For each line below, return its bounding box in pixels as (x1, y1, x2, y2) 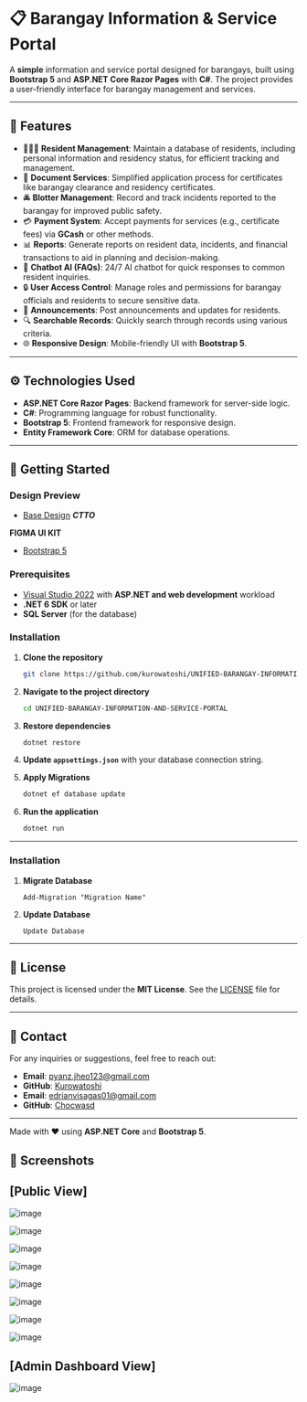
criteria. (22, 327, 52, 339)
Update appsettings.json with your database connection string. (22, 754, 264, 765)
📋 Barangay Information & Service (9, 8, 277, 29)
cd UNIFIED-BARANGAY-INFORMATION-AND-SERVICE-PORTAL (22, 704, 228, 713)
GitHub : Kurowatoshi (22, 1080, 102, 1091)
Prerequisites (9, 568, 70, 581)
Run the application (22, 806, 99, 817)
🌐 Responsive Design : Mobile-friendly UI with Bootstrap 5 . (22, 337, 248, 348)
